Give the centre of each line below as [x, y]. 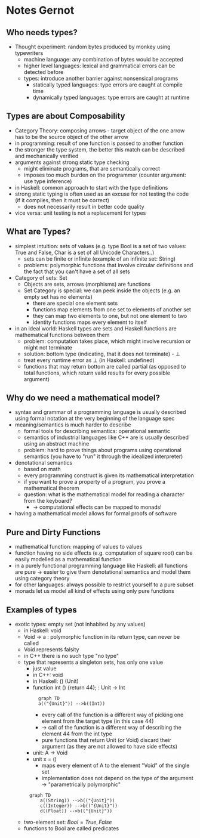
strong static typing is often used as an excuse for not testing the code [102, 194]
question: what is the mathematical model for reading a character [104, 494]
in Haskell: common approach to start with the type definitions [91, 187]
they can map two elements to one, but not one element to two [110, 316]
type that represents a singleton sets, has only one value [93, 662]
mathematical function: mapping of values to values [79, 547]
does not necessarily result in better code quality [84, 206]
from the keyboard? [48, 501]
